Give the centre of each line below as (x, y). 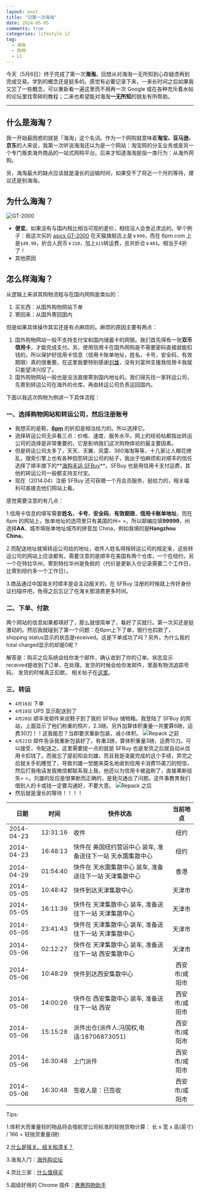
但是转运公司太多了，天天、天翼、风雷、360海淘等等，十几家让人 (95, 451)
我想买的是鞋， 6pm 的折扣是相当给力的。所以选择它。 (81, 428)
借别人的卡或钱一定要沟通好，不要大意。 (64, 785)
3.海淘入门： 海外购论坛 (35, 1159)
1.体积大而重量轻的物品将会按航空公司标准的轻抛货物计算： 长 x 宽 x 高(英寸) (100, 1127)
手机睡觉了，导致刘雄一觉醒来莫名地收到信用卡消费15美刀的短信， (111, 763)
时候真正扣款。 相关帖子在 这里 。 (74, 672)
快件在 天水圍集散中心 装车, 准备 (118, 867)
